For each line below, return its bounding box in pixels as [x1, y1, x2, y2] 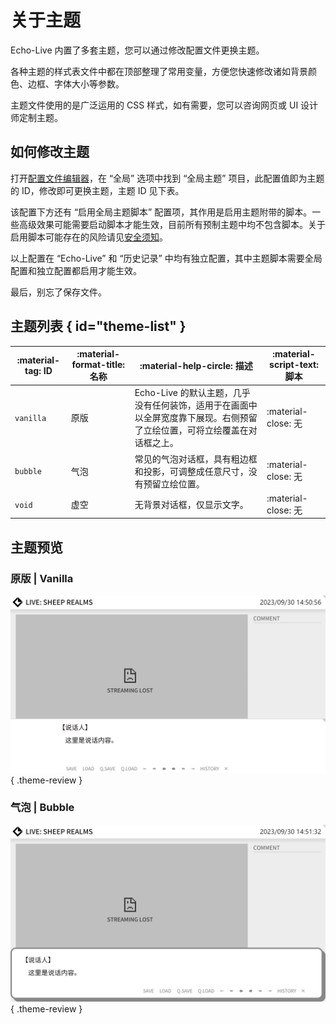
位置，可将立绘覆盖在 [160, 424, 249, 436]
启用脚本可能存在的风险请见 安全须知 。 [10, 231, 168, 243]
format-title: [71, 359, 126, 371]
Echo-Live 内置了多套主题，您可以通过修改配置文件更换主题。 [10, 44, 265, 56]
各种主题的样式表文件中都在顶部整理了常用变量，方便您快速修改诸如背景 [10, 65, 308, 77]
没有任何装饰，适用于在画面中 [134, 399, 258, 411]
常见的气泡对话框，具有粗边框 [134, 452, 258, 465]
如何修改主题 [10, 144, 90, 161]
